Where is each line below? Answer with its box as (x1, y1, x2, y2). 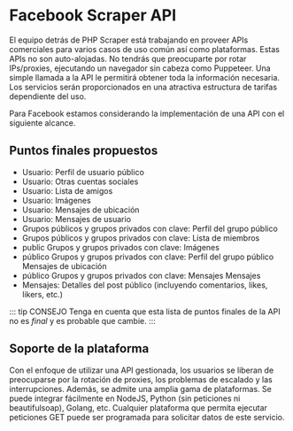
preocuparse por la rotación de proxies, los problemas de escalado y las (9, 373, 273, 385)
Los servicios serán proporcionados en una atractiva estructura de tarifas (9, 81, 277, 92)
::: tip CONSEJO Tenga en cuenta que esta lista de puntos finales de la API (9, 306, 281, 317)
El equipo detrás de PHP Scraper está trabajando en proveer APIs (9, 35, 249, 45)
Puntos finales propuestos (9, 143, 158, 158)
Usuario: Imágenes (21, 195, 91, 205)
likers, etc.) (21, 289, 64, 299)
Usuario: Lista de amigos (21, 185, 113, 196)
